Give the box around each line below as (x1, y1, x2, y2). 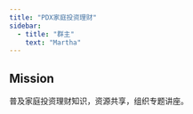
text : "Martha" (25, 37, 82, 47)
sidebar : (9, 21, 42, 30)
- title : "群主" (17, 29, 75, 38)
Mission (9, 70, 55, 85)
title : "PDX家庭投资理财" (9, 12, 98, 22)
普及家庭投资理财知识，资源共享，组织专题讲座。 (9, 95, 189, 107)
